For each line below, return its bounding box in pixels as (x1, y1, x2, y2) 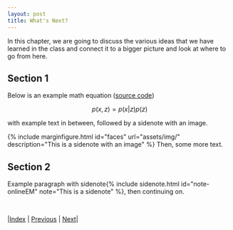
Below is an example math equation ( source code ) (7, 91, 155, 100)
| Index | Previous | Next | (7, 215, 78, 224)
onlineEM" (7, 187, 38, 196)
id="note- (180, 179, 210, 189)
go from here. (7, 51, 48, 61)
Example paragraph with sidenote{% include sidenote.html (7, 179, 180, 189)
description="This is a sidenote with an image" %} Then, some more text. (7, 140, 223, 149)
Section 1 (7, 72, 48, 84)
